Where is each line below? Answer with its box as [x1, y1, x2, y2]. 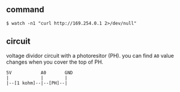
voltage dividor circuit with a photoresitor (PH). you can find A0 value [6, 52, 174, 59]
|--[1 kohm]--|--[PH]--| [6, 80, 68, 86]
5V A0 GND [6, 70, 73, 75]
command [6, 5, 45, 15]
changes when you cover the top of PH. [6, 58, 104, 65]
